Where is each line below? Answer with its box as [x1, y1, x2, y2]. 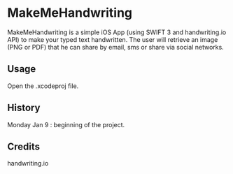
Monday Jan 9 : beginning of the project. [7, 120, 125, 129]
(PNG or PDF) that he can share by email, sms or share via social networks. [7, 43, 224, 51]
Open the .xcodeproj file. [7, 82, 79, 90]
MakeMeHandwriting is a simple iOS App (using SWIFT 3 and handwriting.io [7, 28, 227, 36]
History [7, 102, 41, 114]
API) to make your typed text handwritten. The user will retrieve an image [7, 35, 218, 43]
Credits [7, 140, 41, 152]
